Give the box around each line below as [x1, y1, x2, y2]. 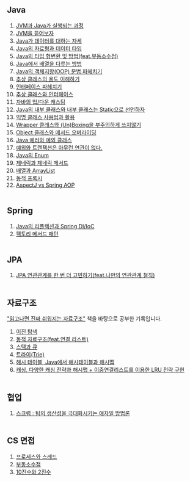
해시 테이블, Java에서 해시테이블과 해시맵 [15, 358, 115, 366]
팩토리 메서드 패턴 [15, 230, 59, 237]
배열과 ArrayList [15, 167, 56, 174]
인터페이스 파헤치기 [15, 82, 62, 90]
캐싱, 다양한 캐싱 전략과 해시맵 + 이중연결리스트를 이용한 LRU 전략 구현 [15, 366, 185, 374]
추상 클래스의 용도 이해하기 [15, 75, 80, 82]
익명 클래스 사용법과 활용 [15, 113, 75, 121]
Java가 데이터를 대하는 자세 [15, 37, 82, 45]
